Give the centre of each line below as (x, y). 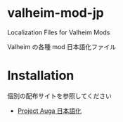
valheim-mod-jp (56, 13)
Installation (41, 76)
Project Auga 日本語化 (50, 111)
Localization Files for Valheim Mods (59, 32)
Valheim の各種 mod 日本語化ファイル (62, 46)
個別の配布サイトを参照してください (60, 95)
